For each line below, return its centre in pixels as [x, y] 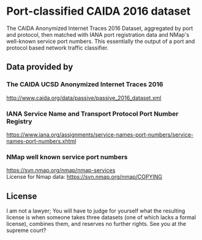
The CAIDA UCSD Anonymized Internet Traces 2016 [85, 84]
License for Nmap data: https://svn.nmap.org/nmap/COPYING [84, 177]
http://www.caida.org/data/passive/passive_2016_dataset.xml [84, 98]
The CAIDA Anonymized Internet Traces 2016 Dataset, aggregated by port [100, 28]
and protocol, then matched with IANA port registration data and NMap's [98, 34]
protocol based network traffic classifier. [58, 48]
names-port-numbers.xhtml [41, 141]
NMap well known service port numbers [67, 157]
